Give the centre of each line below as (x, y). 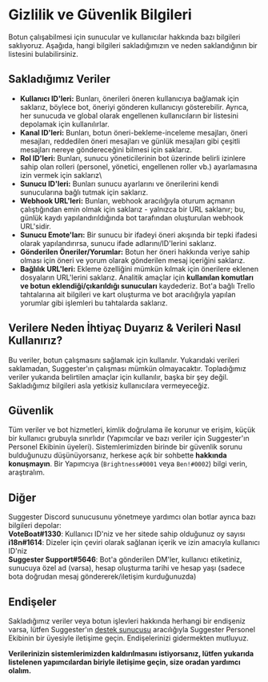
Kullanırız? (35, 341)
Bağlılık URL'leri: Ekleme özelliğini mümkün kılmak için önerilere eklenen (139, 268)
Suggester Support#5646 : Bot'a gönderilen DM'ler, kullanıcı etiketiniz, (125, 559)
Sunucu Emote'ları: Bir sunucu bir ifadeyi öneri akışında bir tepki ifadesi (138, 235)
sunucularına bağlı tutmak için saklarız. (84, 192)
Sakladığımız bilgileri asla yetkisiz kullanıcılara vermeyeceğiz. (109, 385)
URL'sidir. (36, 226)
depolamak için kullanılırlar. (64, 124)
